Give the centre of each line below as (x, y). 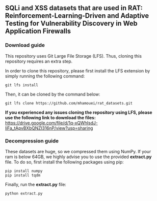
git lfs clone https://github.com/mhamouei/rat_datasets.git (69, 103)
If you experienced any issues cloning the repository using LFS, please (79, 112)
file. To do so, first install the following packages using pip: (65, 162)
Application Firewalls (38, 31)
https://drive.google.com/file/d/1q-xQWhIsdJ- (52, 123)
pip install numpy (24, 171)
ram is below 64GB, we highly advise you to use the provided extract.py (78, 157)
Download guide (25, 45)
